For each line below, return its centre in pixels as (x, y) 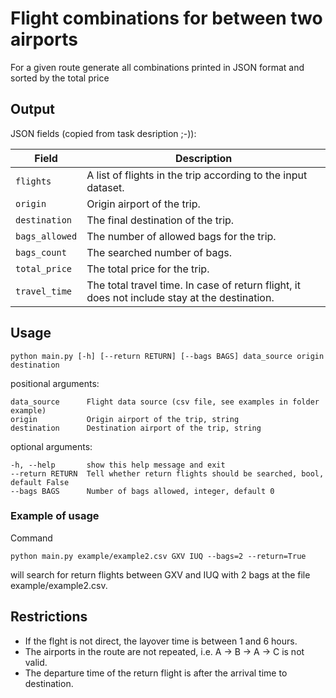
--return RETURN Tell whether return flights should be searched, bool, (167, 473)
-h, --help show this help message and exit (118, 465)
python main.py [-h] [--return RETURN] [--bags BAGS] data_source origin (167, 356)
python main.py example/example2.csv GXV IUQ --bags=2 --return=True (158, 556)
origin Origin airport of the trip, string (125, 419)
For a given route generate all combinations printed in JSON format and (157, 67)
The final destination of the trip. (160, 220)
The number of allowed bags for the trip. (181, 236)
